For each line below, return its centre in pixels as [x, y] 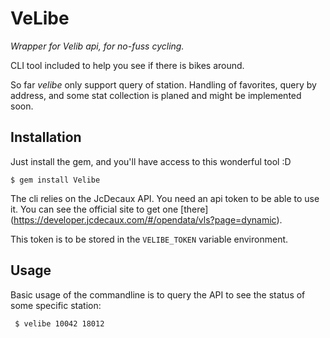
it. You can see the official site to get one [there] [109, 209]
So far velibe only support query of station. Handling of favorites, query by [163, 84]
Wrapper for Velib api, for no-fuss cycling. [97, 46]
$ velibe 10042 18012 [59, 323]
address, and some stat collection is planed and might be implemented [156, 95]
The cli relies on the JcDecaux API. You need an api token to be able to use [165, 198]
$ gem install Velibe [55, 180]
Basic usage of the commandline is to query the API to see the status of [158, 294]
